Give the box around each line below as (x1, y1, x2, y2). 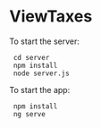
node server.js (13, 69, 70, 78)
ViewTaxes (9, 6, 93, 27)
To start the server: (9, 36, 80, 47)
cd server (13, 53, 50, 62)
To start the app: (9, 84, 71, 95)
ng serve (13, 109, 46, 118)
